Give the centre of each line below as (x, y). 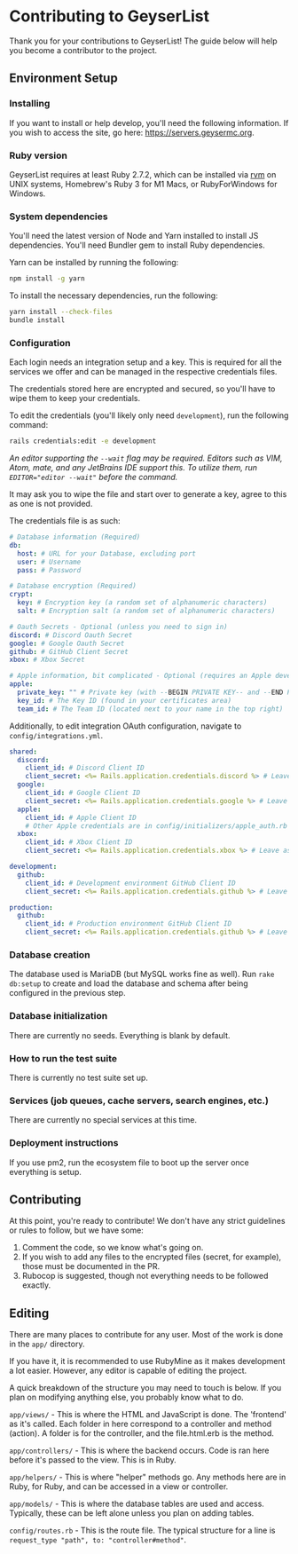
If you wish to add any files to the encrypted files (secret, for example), (152, 1257)
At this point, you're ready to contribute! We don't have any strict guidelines (147, 1221)
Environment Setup (63, 79)
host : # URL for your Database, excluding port (107, 553)
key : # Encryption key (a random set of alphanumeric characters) (142, 603)
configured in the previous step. (67, 993)
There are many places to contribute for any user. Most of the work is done (146, 1335)
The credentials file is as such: (65, 521)
